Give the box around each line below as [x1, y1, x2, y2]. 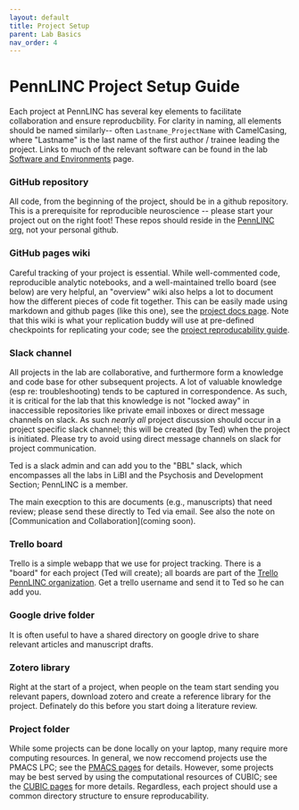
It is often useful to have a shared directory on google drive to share [9, 629, 260, 640]
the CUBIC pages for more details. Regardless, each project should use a [9, 781, 278, 792]
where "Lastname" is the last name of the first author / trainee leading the [9, 135, 280, 146]
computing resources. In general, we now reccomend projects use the [9, 753, 268, 764]
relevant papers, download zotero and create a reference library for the [9, 690, 271, 702]
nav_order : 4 [9, 38, 58, 47]
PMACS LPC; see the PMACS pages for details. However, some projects [9, 762, 274, 773]
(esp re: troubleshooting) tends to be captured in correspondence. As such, [9, 386, 287, 397]
